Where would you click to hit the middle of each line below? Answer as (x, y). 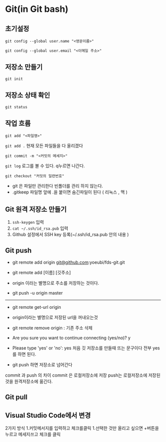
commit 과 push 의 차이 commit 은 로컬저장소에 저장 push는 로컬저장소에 (76, 375)
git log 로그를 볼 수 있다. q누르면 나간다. (45, 166)
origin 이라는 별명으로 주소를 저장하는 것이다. (56, 283)
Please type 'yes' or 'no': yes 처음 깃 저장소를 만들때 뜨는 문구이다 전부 (82, 348)
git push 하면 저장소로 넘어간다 (42, 365)
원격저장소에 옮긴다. (33, 382)
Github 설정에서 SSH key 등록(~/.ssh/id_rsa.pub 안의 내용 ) (71, 235)
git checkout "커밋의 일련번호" (35, 176)
